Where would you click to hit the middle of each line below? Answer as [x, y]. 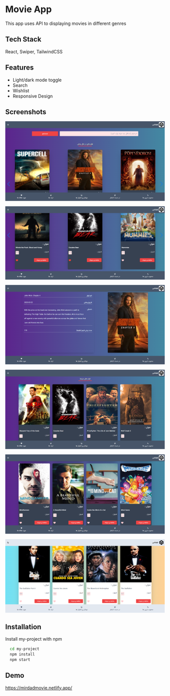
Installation [23, 627]
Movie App [29, 9]
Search [20, 85]
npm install [23, 654]
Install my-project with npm [34, 639]
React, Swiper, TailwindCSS [34, 51]
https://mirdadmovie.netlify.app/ [39, 688]
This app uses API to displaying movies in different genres [66, 23]
